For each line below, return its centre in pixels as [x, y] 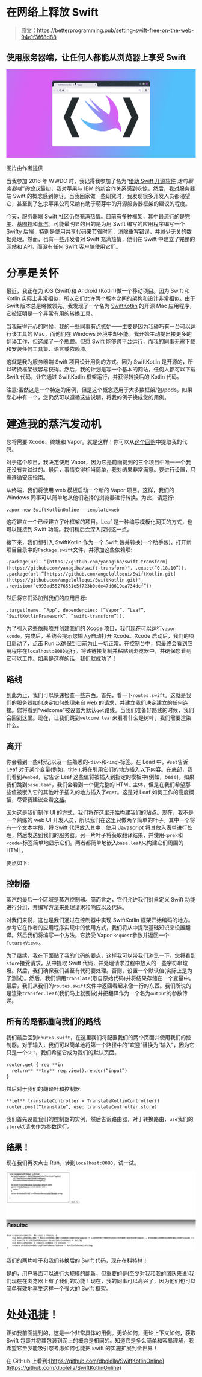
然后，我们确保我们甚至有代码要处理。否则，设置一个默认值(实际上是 [102, 971]
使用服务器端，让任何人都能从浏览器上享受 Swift [96, 58]
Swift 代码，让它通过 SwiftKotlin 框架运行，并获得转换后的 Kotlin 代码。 [94, 377]
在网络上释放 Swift [52, 12]
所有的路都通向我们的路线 [54, 1022]
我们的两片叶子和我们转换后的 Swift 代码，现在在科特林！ [77, 1260]
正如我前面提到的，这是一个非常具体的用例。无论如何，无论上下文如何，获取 [101, 1333]
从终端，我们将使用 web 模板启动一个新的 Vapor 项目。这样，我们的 [90, 490]
